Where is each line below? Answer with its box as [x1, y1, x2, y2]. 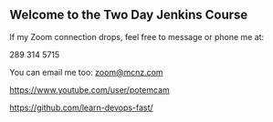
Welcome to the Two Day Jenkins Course [9, 7, 248, 23]
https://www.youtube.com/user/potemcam [9, 84, 171, 95]
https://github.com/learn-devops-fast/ [9, 102, 153, 113]
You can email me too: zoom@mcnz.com [9, 66, 163, 77]
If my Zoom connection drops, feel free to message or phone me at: [9, 31, 265, 42]
